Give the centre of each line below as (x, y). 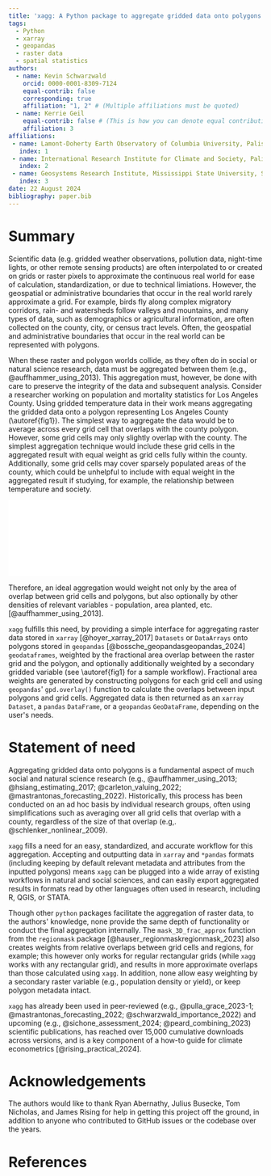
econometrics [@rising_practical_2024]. (75, 1048)
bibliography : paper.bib (50, 196)
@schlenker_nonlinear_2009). (58, 830)
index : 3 (33, 181)
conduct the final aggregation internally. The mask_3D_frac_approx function (132, 929)
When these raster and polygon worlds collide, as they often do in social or (133, 360)
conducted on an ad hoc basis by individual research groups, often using (130, 804)
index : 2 (33, 166)
